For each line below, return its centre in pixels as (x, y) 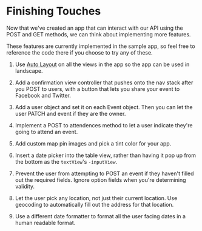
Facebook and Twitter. (43, 95)
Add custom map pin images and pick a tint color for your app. (93, 143)
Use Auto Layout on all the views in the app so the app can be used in (102, 64)
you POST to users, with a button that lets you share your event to (97, 89)
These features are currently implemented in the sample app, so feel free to (101, 46)
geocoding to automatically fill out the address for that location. (94, 204)
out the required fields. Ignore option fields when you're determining (100, 179)
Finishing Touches (54, 11)
